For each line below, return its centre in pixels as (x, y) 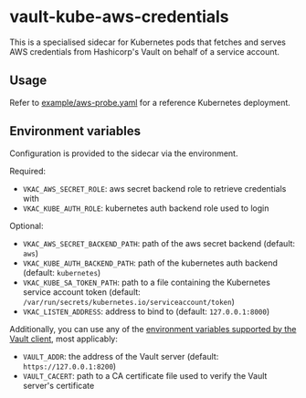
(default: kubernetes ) (62, 272)
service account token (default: (82, 292)
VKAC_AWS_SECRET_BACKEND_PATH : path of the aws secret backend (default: (158, 243)
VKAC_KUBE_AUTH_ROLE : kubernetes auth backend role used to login (146, 208)
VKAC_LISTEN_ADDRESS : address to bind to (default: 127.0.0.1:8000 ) (146, 311)
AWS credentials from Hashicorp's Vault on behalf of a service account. (145, 51)
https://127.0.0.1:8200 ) (69, 366)
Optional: (26, 225)
